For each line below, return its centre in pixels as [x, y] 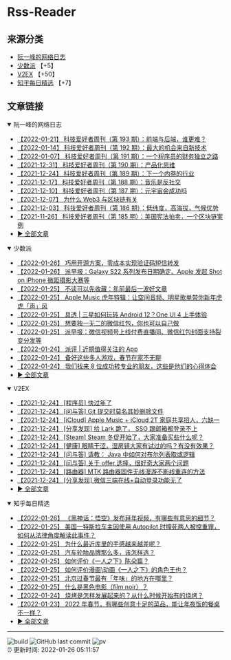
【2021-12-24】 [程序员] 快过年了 [64, 403]
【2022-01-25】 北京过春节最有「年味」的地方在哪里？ [95, 578]
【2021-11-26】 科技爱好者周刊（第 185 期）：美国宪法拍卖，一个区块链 [117, 216]
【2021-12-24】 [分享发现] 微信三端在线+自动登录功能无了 [99, 480]
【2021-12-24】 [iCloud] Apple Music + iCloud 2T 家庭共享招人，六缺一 [118, 420]
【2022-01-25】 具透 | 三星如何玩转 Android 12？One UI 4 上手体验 [112, 315]
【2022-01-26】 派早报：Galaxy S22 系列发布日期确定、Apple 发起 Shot [119, 271]
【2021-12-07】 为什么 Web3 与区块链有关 [77, 199]
